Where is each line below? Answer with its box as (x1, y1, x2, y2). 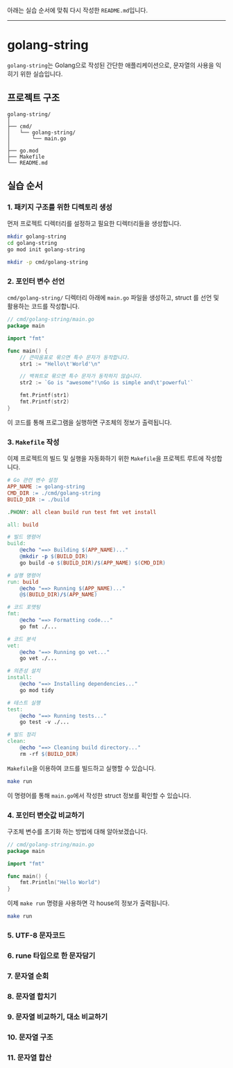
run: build (7, 578, 39, 585)
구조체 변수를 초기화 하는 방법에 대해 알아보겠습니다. (7, 827, 148, 836)
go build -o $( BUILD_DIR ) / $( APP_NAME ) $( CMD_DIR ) (19, 559, 166, 567)
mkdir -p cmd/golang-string (7, 259, 89, 266)
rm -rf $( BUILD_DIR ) (19, 750, 79, 757)
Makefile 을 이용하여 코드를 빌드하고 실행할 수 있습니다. (7, 764, 156, 772)
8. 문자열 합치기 (7, 991, 57, 1001)
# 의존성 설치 (7, 668, 41, 675)
